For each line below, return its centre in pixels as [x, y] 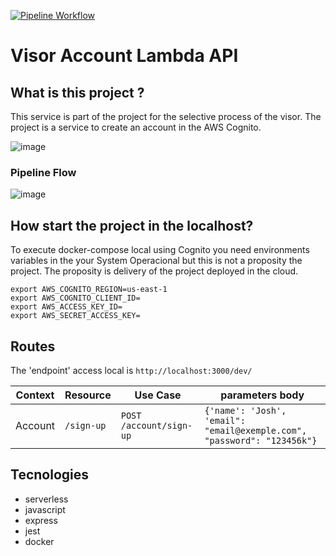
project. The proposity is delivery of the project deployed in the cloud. [154, 271]
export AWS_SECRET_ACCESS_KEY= [75, 316]
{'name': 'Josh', [245, 410]
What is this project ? [77, 92]
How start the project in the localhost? [132, 225]
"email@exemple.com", [256, 430]
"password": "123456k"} [261, 440]
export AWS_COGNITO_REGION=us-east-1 [89, 290]
